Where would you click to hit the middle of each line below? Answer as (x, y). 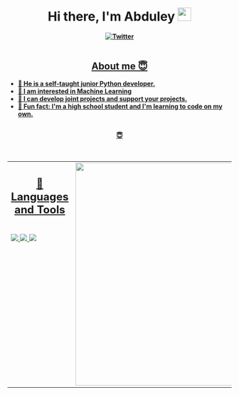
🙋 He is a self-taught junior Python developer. (86, 83)
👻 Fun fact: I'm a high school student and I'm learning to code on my (120, 106)
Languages (40, 197)
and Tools (39, 210)
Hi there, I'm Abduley (111, 17)
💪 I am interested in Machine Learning (75, 91)
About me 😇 (119, 67)
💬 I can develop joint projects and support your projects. (102, 98)
